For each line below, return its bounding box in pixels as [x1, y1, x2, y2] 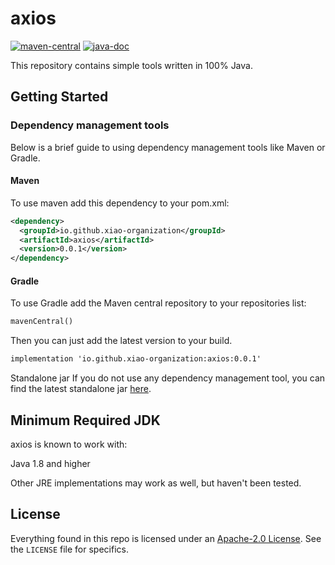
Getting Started [10, 88, 109, 106]
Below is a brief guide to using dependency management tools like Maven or [10, 141, 326, 153]
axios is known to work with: [10, 438, 128, 450]
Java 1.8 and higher [10, 457, 91, 469]
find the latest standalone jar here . [10, 383, 152, 395]
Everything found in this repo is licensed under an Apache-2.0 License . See [10, 532, 322, 544]
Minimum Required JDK [10, 412, 161, 429]
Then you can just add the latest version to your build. [10, 335, 233, 347]
